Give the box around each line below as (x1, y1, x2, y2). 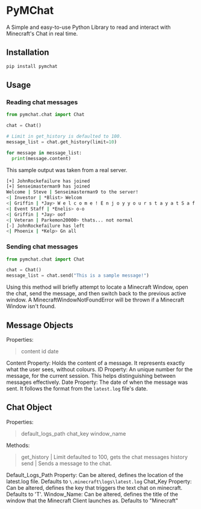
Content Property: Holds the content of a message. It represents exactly (6, 359, 185, 367)
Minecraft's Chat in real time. (6, 29, 78, 37)
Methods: (6, 442, 30, 449)
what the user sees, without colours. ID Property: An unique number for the (6, 366, 193, 373)
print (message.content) (11, 155, 71, 161)
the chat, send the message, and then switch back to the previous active (6, 290, 187, 297)
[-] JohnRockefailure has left (6, 223, 85, 229)
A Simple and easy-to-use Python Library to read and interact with (6, 23, 171, 31)
